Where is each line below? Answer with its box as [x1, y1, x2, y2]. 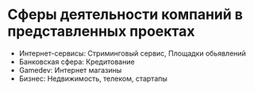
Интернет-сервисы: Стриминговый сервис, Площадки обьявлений [18, 48, 247, 58]
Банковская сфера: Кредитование [18, 57, 136, 66]
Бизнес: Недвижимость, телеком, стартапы [18, 74, 168, 83]
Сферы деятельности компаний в [7, 6, 244, 24]
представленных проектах [7, 22, 195, 40]
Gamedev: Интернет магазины [18, 65, 122, 74]
